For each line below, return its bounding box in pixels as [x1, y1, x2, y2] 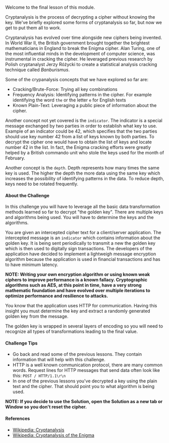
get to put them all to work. [5, 25, 62, 31]
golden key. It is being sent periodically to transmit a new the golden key [5, 240, 155, 246]
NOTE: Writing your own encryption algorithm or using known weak [5, 271, 150, 278]
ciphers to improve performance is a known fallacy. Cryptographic [5, 277, 148, 283]
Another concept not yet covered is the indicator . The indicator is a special [5, 118, 162, 123]
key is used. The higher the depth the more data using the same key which [5, 170, 160, 176]
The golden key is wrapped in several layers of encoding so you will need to [5, 323, 163, 329]
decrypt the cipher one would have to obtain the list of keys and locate [5, 139, 152, 145]
